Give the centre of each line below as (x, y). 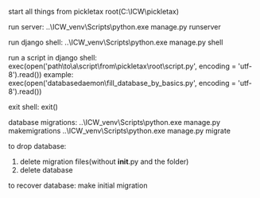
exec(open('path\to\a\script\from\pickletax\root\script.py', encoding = (122, 66)
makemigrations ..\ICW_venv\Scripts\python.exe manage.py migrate (119, 131)
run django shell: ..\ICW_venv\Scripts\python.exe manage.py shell (116, 42)
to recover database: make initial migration (78, 185)
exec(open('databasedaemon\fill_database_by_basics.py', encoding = (122, 83)
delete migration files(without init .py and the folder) (104, 161)
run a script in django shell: (53, 58)
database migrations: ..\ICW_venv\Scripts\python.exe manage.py (114, 122)
